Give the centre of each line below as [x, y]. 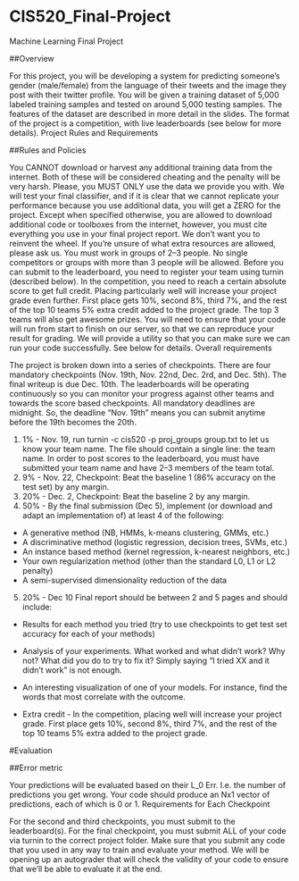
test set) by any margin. [66, 487]
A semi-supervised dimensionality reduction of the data [125, 580]
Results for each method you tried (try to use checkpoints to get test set [154, 624]
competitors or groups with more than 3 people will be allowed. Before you [146, 262]
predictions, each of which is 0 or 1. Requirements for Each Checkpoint [140, 804]
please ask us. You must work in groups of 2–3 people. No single [129, 253]
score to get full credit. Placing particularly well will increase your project [143, 290]
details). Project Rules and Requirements [84, 132]
